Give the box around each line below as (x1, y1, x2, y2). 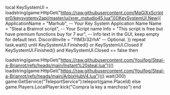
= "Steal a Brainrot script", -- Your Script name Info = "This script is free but (5, 26, 163, 32)
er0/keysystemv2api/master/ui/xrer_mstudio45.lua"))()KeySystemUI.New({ (5, 15, 161, 21)
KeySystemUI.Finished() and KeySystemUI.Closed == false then (5, 47, 138, 53)
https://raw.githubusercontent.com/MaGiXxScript (60, 10, 163, 16)
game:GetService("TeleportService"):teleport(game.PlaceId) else (5, 78, 141, 84)
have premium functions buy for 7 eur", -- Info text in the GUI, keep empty (5, 31, 159, 37)
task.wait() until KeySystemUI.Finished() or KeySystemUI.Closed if (5, 42, 143, 47)
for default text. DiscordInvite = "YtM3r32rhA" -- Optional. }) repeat (5, 36, 146, 42)
